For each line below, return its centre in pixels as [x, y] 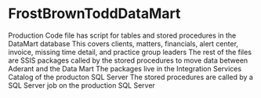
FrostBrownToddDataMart [94, 14]
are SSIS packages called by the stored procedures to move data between [128, 60]
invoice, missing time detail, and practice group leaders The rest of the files [130, 52]
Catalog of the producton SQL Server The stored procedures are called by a [130, 77]
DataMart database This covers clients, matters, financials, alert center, [123, 43]
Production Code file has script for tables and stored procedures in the [122, 35]
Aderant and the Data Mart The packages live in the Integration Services [125, 68]
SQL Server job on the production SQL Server [82, 85]
